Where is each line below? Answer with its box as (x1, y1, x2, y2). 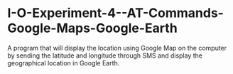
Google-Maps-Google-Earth (7, 20, 178, 36)
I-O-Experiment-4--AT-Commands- (7, 5, 224, 21)
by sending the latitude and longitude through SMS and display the (7, 51, 202, 60)
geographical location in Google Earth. (7, 58, 120, 67)
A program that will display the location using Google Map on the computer (7, 43, 227, 52)
